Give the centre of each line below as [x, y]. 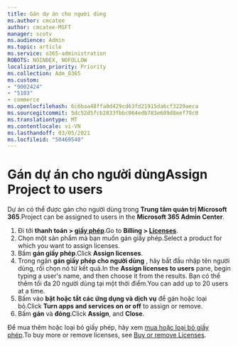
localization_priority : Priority [57, 67]
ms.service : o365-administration [57, 54]
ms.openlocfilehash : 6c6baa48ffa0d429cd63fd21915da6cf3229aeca [103, 107]
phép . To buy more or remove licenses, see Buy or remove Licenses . [107, 335]
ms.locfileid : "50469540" [45, 139]
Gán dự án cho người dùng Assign [108, 174]
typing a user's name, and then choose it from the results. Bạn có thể [119, 276]
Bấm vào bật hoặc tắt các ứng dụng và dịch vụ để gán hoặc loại [112, 298]
